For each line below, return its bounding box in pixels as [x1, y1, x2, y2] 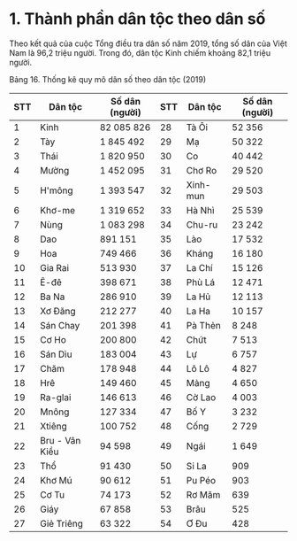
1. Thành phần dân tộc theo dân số [9, 9, 266, 29]
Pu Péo [186, 474, 217, 486]
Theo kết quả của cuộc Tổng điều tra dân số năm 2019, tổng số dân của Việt [9, 38, 287, 49]
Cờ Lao [186, 390, 217, 403]
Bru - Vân [39, 434, 81, 446]
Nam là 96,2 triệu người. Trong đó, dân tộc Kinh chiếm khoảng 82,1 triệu [9, 47, 271, 58]
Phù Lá [186, 275, 216, 288]
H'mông [39, 184, 73, 197]
